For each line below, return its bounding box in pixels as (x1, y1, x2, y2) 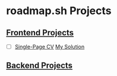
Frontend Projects (6, 28, 74, 38)
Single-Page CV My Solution (14, 43, 85, 50)
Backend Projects (6, 61, 73, 71)
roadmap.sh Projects (6, 4, 112, 18)
